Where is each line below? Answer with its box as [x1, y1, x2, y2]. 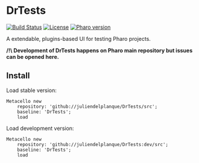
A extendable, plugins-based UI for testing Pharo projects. [6, 35, 151, 42]
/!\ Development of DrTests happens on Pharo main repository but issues [6, 46, 193, 54]
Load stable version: [6, 87, 57, 94]
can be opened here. [6, 53, 59, 60]
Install [6, 70, 30, 81]
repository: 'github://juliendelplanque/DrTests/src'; [17, 103, 158, 109]
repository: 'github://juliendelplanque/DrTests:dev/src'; [17, 141, 169, 147]
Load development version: [6, 125, 74, 132]
